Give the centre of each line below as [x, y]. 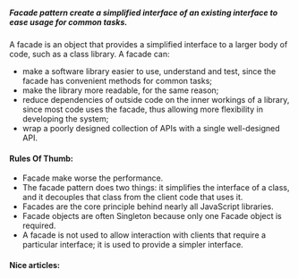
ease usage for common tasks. [68, 21]
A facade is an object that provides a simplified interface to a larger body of [149, 44]
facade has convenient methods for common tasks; [117, 80]
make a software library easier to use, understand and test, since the [149, 71]
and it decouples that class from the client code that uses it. [132, 198]
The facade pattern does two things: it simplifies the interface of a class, [156, 188]
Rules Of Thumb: [41, 158]
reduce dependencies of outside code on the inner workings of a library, [156, 99]
